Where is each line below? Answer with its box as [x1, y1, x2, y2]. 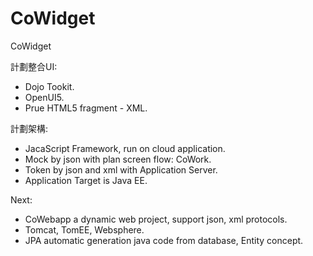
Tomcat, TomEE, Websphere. [24, 223, 145, 236]
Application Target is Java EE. [24, 174, 148, 186]
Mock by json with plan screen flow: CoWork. [24, 153, 212, 165]
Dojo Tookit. [24, 80, 75, 92]
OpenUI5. [24, 91, 65, 103]
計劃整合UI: [10, 60, 58, 72]
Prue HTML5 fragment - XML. [24, 102, 148, 114]
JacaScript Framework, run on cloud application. [24, 142, 226, 154]
